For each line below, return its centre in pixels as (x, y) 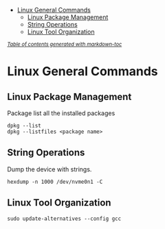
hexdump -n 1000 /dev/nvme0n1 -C (55, 182)
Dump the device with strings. (49, 169)
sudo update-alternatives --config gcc (64, 219)
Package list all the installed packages (61, 113)
